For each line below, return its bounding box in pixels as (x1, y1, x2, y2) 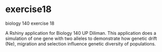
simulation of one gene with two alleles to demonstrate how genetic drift (5, 35, 157, 41)
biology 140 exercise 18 (5, 20, 55, 26)
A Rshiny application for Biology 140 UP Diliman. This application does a (5, 30, 156, 36)
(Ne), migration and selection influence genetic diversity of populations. (5, 40, 156, 46)
